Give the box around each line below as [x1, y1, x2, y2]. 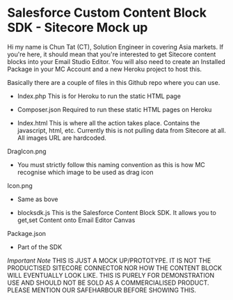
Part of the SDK [17, 242, 63, 251]
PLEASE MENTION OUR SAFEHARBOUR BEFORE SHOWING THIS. [7, 285, 197, 294]
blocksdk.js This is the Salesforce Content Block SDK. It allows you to [17, 208, 217, 216]
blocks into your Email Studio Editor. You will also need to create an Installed [7, 57, 225, 65]
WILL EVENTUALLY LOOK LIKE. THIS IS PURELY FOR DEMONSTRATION [7, 271, 215, 279]
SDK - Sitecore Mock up [7, 19, 148, 35]
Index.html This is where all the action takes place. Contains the [17, 118, 200, 127]
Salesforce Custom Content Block [7, 5, 207, 21]
